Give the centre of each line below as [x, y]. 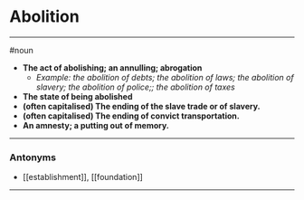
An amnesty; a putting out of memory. [95, 125]
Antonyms [33, 157]
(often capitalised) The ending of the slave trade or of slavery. [141, 106]
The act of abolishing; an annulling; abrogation [112, 67]
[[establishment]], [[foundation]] [82, 177]
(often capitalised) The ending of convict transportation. [131, 116]
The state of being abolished [77, 96]
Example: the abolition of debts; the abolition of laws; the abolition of [165, 77]
